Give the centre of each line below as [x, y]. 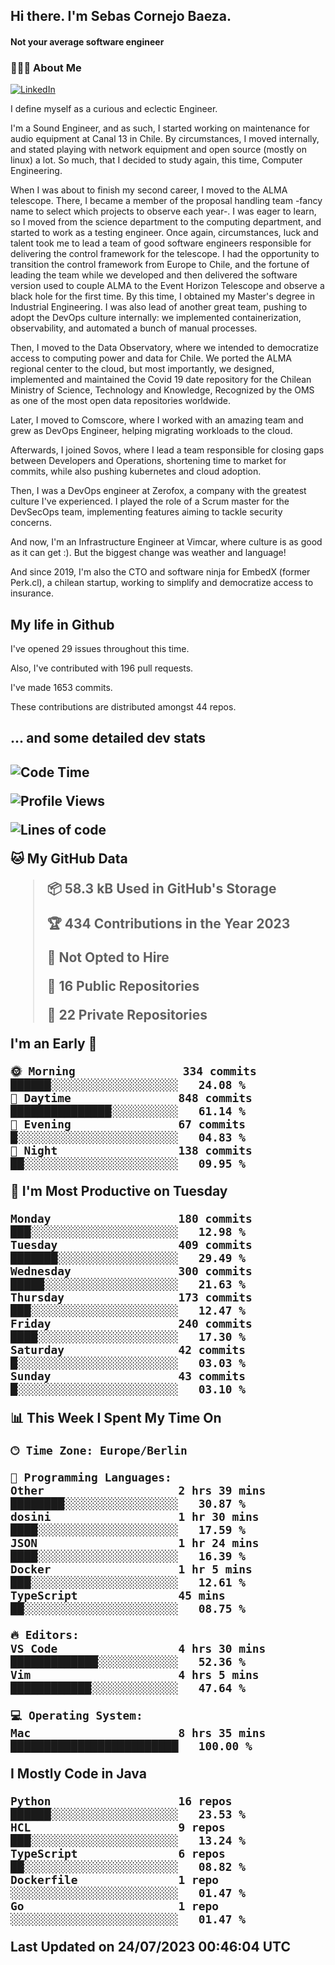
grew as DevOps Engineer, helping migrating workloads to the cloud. [151, 431]
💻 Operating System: [76, 1715]
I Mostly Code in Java [78, 1773]
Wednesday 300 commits [131, 1271]
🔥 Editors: [45, 1634]
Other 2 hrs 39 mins [138, 1490]
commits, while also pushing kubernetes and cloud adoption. [136, 471]
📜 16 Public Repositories [123, 985]
